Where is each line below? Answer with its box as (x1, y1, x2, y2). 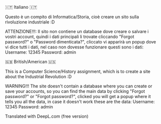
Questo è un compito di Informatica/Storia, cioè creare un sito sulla (5, 14, 140, 20)
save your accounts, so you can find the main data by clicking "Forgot (5, 88, 145, 94)
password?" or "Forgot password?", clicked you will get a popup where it (5, 94, 151, 99)
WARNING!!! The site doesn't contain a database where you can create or (5, 83, 152, 89)
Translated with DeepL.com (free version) (5, 113, 89, 119)
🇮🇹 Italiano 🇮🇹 (5, 4, 37, 10)
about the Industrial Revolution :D (5, 74, 72, 80)
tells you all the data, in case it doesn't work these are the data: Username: (5, 99, 155, 104)
